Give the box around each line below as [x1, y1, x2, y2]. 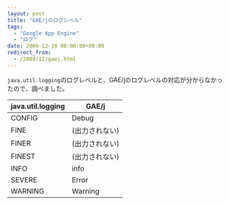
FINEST [10, 151, 36, 161]
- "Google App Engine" [13, 29, 80, 37]
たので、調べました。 [7, 84, 68, 93]
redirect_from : [7, 50, 52, 56]
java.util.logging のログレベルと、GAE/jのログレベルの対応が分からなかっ [7, 75, 223, 84]
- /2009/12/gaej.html [13, 56, 77, 63]
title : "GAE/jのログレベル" [7, 17, 82, 24]
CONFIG [10, 113, 38, 123]
